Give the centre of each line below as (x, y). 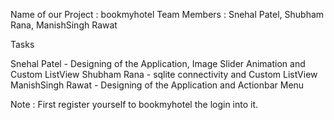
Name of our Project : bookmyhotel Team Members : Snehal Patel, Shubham (167, 14)
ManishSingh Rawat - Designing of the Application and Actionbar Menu (157, 85)
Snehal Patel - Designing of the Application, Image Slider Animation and (158, 63)
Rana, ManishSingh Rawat (64, 25)
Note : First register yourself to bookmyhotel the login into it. (134, 104)
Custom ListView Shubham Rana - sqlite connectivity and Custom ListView (164, 74)
